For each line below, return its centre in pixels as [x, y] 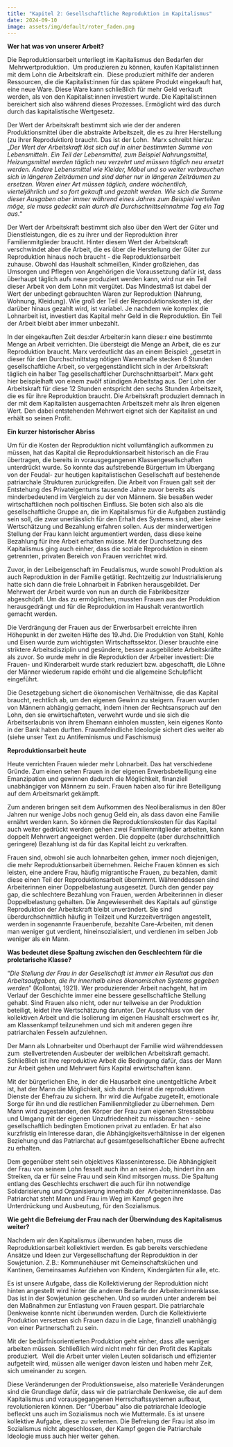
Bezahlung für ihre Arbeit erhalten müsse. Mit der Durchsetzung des [105, 541]
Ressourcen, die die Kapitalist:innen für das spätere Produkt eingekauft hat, [115, 82]
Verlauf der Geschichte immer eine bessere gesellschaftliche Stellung [107, 995]
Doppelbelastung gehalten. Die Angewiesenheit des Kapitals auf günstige [112, 902]
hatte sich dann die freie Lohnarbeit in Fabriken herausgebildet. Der [104, 585]
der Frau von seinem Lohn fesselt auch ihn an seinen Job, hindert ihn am [111, 1169]
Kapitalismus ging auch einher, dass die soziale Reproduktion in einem [107, 549]
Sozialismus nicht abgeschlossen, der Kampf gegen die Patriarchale [105, 1429]
